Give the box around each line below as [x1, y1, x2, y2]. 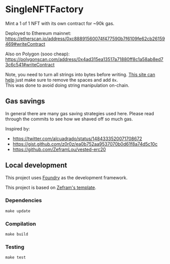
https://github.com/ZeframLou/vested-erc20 [12, 146, 106, 152]
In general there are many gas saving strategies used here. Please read [5, 110, 154, 116]
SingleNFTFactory [5, 4, 84, 15]
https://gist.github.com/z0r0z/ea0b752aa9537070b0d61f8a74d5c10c [12, 141, 158, 147]
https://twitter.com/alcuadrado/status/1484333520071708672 [12, 136, 143, 142]
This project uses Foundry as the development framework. [5, 174, 128, 181]
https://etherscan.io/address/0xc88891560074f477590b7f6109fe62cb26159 [5, 36, 165, 42]
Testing [5, 244, 24, 251]
